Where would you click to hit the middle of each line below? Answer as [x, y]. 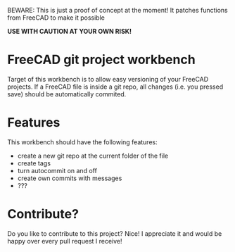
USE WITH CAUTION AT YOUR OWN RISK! [70, 31]
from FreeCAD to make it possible [56, 18]
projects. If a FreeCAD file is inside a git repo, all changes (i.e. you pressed [115, 87]
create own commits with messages [70, 178]
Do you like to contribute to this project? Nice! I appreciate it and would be [115, 233]
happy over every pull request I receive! [65, 241]
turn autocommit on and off [57, 170]
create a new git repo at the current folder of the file [93, 156]
